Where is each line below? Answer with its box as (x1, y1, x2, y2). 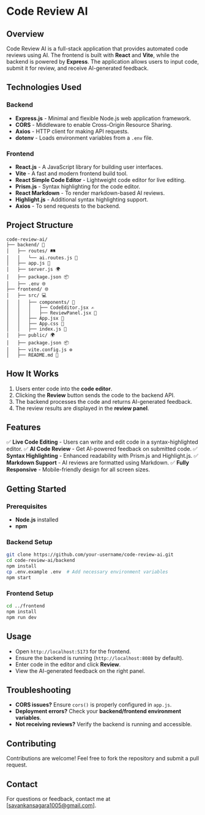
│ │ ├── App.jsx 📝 (6, 315, 64, 321)
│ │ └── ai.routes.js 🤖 (6, 254, 78, 261)
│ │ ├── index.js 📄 (6, 326, 67, 332)
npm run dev (6, 614, 37, 620)
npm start (6, 574, 32, 580)
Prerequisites (6, 502, 47, 510)
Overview (6, 29, 45, 39)
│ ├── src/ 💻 (6, 292, 47, 298)
